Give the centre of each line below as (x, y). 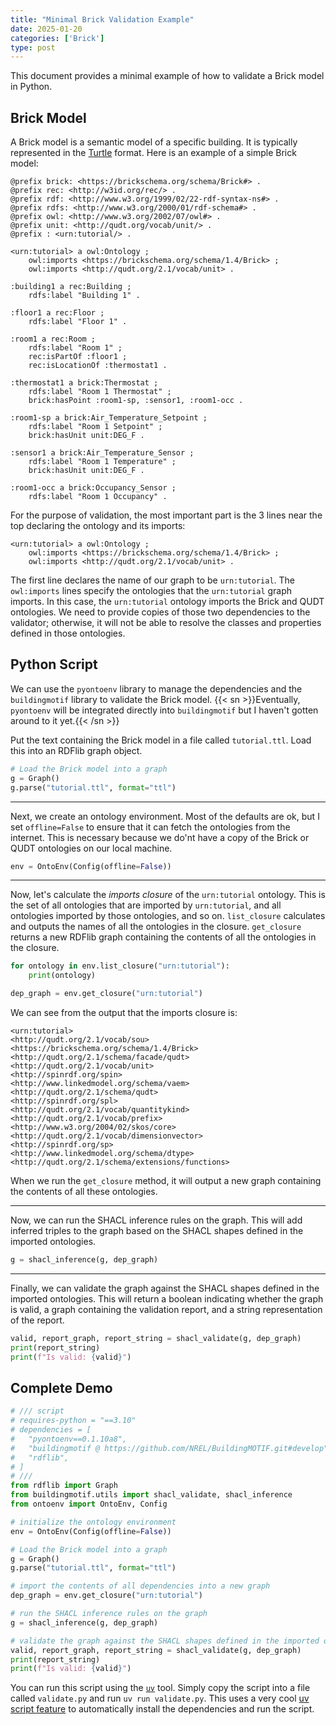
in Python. (31, 87)
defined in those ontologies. (68, 633)
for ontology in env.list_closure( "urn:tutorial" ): (120, 966)
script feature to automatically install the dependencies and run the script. (162, 1709)
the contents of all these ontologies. (84, 1191)
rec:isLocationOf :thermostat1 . (98, 366)
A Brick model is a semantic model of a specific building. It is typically (154, 142)
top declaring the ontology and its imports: (98, 526)
